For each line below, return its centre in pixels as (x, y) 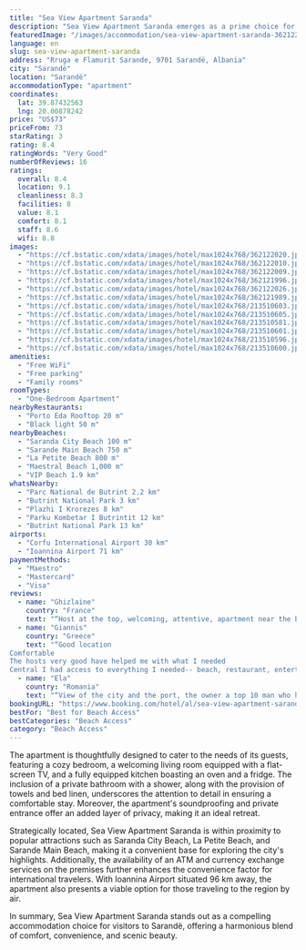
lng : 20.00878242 (51, 111)
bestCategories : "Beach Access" (71, 720)
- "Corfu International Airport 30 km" (93, 543)
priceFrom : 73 (36, 128)
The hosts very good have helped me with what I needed (117, 661)
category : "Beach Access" (58, 730)
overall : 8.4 (42, 179)
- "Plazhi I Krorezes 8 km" (71, 509)
